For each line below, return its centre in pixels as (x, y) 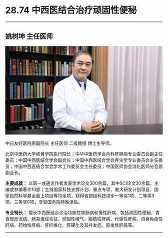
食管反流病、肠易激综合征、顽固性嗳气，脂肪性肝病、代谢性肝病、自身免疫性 (84, 219)
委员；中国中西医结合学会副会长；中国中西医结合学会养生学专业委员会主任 (82, 160)
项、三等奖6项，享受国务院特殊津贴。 (44, 202)
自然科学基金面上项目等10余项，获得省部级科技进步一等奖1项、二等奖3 (82, 196)
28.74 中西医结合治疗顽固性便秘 (71, 10)
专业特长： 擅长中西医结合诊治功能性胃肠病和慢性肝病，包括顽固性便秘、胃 (82, 212)
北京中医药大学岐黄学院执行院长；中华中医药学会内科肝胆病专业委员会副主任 (84, 154)
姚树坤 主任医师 (29, 36)
